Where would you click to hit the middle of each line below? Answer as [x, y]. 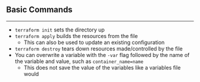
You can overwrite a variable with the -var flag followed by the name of [102, 55]
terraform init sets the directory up [60, 30]
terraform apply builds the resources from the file [76, 36]
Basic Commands [39, 10]
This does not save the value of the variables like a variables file [102, 67]
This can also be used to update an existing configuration [94, 42]
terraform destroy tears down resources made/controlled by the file [99, 48]
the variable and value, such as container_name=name [79, 61]
